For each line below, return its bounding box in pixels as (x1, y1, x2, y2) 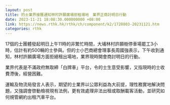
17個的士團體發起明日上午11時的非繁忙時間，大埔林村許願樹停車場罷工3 (5, 41, 153, 47)
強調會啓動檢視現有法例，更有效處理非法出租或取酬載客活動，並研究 (18, 88, 160, 94)
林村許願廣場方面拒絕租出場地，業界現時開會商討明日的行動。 (14, 54, 143, 60)
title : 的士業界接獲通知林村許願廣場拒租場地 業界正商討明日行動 (5, 12, 127, 17)
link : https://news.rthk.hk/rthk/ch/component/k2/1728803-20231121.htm (5, 21, 159, 27)
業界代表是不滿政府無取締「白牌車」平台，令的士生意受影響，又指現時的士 (5, 64, 160, 71)
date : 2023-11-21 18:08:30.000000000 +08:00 (5, 17, 101, 22)
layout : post (5, 7, 33, 13)
